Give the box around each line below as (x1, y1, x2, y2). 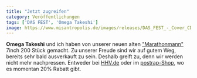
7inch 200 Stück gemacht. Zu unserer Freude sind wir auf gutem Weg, (6, 47, 176, 54)
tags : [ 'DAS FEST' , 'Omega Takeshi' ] (6, 19, 98, 25)
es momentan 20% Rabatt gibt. (6, 65, 81, 73)
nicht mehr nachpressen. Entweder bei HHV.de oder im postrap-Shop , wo (6, 59, 185, 66)
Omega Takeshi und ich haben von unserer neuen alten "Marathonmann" (6, 41, 184, 48)
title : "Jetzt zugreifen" (6, 8, 69, 15)
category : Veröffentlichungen (6, 14, 80, 20)
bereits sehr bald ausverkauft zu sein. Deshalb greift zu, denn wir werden (6, 53, 184, 60)
